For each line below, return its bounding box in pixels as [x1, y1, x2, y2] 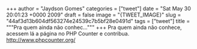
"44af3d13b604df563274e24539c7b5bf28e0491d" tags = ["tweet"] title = [6, 18, 190, 24]
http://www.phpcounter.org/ [6, 37, 76, 43]
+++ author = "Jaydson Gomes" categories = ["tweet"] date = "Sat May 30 [6, 5, 191, 12]
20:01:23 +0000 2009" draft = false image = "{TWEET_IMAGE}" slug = [6, 11, 181, 18]
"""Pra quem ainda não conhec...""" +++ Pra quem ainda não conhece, [6, 24, 182, 31]
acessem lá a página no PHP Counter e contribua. [6, 30, 130, 37]
